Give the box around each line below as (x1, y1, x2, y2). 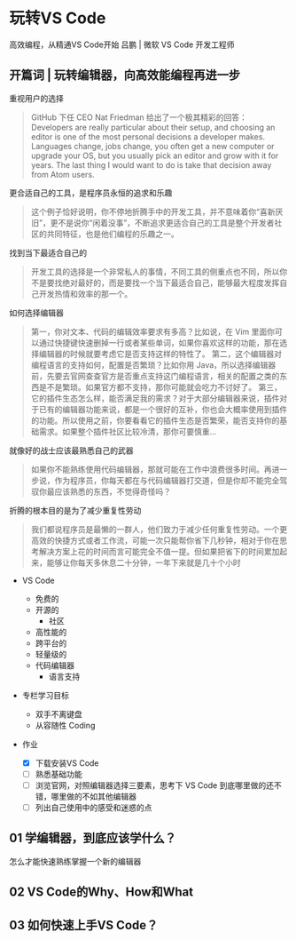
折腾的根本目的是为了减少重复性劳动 (9, 505, 142, 515)
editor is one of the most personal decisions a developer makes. (30, 131, 266, 142)
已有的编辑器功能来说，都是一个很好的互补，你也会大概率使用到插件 (38, 403, 288, 414)
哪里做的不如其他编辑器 (51, 791, 137, 801)
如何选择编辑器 (9, 307, 64, 318)
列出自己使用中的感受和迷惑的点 (35, 801, 152, 813)
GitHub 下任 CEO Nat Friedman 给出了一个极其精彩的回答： (30, 112, 248, 123)
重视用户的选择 (9, 92, 64, 103)
